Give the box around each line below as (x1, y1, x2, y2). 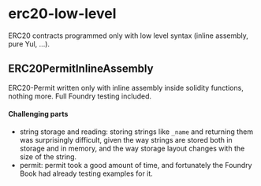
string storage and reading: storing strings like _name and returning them (19, 127, 254, 136)
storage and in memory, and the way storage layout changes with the (19, 143, 245, 153)
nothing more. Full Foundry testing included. (8, 91, 152, 101)
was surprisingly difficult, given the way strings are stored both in (19, 135, 233, 144)
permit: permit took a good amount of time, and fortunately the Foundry (19, 160, 252, 169)
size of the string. (19, 151, 77, 162)
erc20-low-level (8, 5, 117, 23)
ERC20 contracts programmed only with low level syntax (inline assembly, (8, 31, 248, 40)
